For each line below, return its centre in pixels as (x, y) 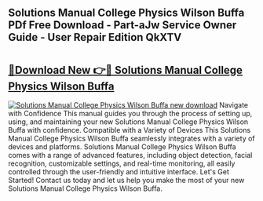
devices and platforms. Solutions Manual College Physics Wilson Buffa (122, 147)
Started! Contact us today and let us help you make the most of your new (126, 180)
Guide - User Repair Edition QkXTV (95, 37)
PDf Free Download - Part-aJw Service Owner (122, 26)
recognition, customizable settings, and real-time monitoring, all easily (122, 163)
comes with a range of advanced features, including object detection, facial (130, 155)
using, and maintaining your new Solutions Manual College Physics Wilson (128, 122)
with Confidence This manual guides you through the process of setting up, (130, 113)
